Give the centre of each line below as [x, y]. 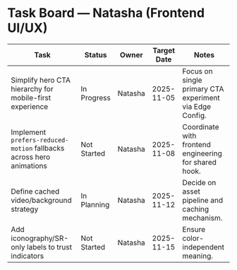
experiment [201, 98]
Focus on [197, 71]
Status [96, 54]
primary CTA [203, 88]
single [192, 80]
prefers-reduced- [40, 140]
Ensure [194, 229]
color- [193, 238]
